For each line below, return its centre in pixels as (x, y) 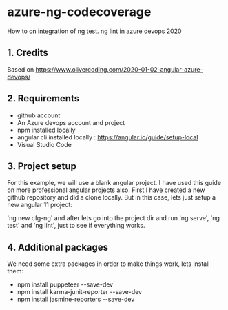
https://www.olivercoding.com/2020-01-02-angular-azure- (119, 69)
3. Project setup (42, 166)
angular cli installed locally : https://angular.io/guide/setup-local (107, 137)
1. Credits (28, 53)
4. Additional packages (58, 247)
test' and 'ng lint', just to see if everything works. (76, 226)
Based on (21, 69)
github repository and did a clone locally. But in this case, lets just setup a (111, 197)
